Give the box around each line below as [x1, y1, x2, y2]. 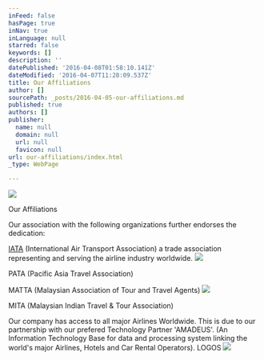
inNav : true [8, 26, 48, 34]
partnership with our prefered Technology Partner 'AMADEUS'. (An [8, 325, 228, 334]
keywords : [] [8, 49, 52, 57]
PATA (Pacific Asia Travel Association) [8, 269, 134, 278]
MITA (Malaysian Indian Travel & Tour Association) [8, 301, 174, 310]
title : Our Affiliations [8, 78, 91, 86]
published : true [8, 101, 62, 109]
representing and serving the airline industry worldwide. [8, 254, 194, 263]
